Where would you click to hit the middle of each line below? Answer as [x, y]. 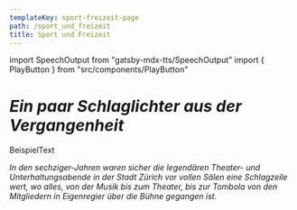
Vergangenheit [67, 125]
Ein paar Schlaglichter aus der [125, 106]
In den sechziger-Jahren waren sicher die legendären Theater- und [135, 168]
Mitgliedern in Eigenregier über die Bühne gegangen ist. [113, 196]
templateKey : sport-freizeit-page [74, 18]
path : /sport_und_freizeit [60, 26]
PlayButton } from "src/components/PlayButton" [99, 69]
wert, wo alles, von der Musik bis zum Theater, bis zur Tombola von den [144, 187]
